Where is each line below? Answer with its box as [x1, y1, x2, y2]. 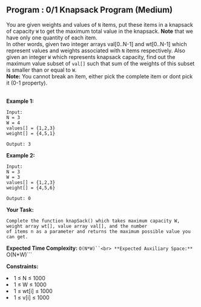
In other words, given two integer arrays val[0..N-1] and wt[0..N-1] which [6, 40, 188, 47]
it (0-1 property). [6, 79, 48, 86]
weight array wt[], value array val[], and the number [6, 223, 148, 229]
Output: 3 [6, 141, 31, 147]
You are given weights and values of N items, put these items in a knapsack [6, 21, 194, 28]
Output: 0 [6, 195, 31, 201]
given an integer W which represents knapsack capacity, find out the [6, 53, 176, 60]
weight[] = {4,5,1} [6, 130, 56, 136]
